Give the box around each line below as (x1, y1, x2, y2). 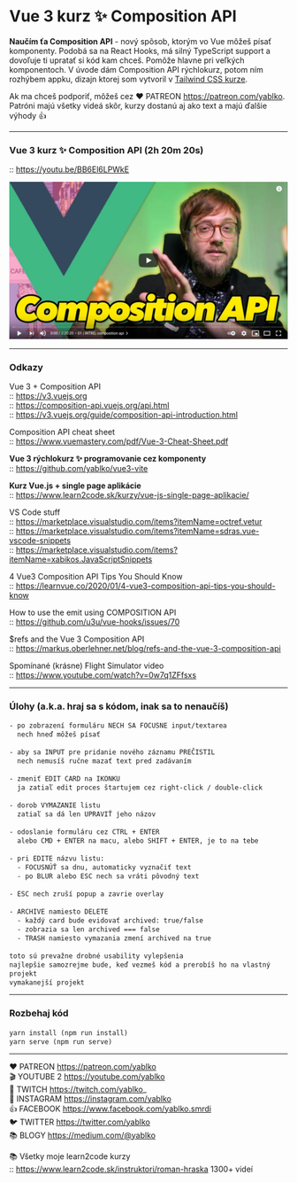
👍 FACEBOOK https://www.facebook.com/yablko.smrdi (9, 1103, 212, 1114)
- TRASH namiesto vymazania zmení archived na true (17, 934, 212, 943)
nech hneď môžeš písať (17, 730, 101, 739)
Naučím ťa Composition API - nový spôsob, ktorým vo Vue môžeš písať (9, 35, 272, 46)
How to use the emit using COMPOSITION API (9, 607, 177, 618)
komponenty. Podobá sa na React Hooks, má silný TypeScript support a (9, 45, 271, 56)
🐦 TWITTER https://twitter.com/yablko (9, 1117, 150, 1127)
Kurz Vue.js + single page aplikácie (9, 480, 141, 491)
